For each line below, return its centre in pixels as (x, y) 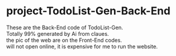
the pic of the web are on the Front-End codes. (64, 40)
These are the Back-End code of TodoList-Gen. (65, 27)
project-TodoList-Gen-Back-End (88, 11)
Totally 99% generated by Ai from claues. (58, 33)
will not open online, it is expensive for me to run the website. (82, 46)
